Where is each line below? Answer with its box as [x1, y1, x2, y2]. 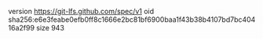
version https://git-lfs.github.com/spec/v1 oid [8, 7, 155, 16]
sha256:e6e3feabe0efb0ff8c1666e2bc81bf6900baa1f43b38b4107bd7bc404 [8, 15, 256, 24]
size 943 [36, 23, 65, 32]
